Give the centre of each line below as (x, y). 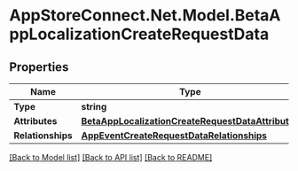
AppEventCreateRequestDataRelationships (174, 136)
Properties (39, 67)
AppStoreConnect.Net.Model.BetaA (145, 16)
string (94, 107)
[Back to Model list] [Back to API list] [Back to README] (111, 157)
